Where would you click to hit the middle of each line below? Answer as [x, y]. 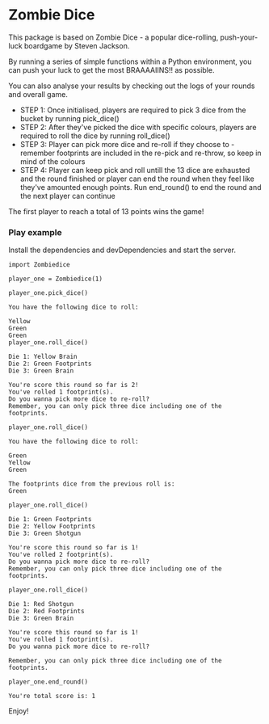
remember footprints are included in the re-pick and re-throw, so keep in [141, 153]
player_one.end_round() [48, 682]
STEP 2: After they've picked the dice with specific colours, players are [138, 127]
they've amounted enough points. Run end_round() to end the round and [141, 187]
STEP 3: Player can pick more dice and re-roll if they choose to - [127, 144]
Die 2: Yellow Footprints [52, 527]
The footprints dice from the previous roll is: [92, 484]
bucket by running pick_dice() [69, 118]
